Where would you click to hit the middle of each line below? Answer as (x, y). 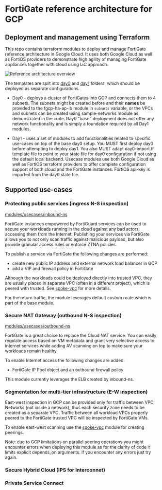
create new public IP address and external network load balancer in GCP (85, 263)
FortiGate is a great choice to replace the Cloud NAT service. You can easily (81, 335)
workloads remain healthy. (32, 351)
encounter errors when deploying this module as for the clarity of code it (78, 447)
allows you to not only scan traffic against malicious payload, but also (74, 239)
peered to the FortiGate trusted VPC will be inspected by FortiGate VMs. (77, 418)
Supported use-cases (39, 190)
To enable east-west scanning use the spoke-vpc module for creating (75, 427)
